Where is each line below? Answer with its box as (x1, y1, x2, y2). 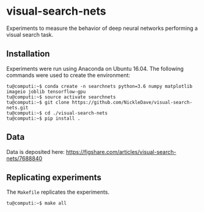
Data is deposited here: (6, 148, 65, 155)
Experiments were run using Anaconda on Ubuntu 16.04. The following (6, 65, 184, 72)
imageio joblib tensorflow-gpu (6, 89, 86, 95)
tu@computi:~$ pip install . (6, 115, 81, 122)
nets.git (6, 104, 29, 111)
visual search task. (6, 31, 54, 38)
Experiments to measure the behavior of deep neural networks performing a (6, 24, 199, 32)
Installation (6, 49, 50, 59)
